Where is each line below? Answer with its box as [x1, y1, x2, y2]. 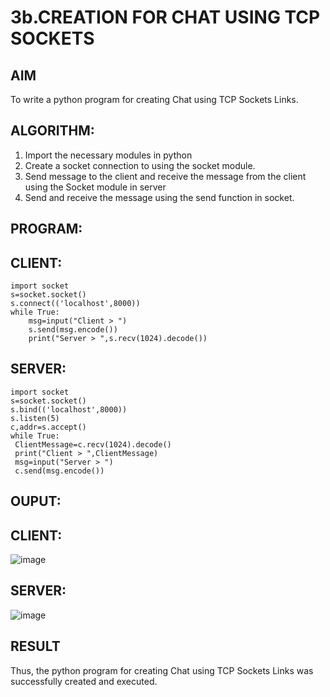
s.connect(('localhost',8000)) [10, 299, 141, 309]
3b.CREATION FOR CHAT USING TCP [10, 6, 321, 29]
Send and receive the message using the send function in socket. [24, 191, 295, 203]
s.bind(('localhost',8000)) [10, 404, 128, 415]
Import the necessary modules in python [24, 149, 193, 161]
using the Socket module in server [24, 181, 167, 193]
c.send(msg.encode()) [14, 466, 105, 476]
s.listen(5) [10, 413, 60, 423]
